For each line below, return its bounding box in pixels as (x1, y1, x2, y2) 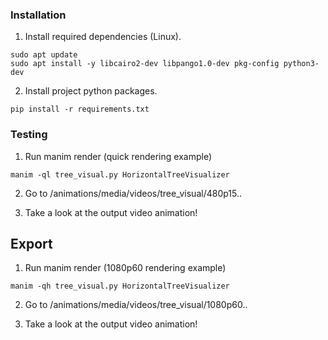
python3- (283, 59, 320, 69)
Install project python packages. (24, 85, 158, 97)
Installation (10, 8, 67, 22)
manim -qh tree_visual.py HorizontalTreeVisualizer (10, 281, 230, 292)
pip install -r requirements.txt (10, 104, 150, 115)
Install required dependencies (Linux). (24, 31, 182, 43)
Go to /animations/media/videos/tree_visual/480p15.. (24, 187, 243, 199)
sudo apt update (10, 50, 78, 60)
